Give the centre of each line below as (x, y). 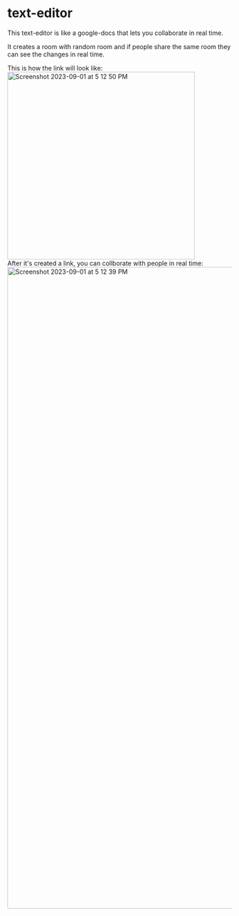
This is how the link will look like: (55, 68)
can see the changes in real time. (56, 54)
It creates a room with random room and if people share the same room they (119, 46)
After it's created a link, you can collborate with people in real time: (106, 263)
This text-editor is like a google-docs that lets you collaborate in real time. (116, 33)
